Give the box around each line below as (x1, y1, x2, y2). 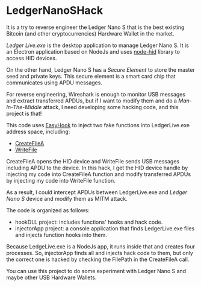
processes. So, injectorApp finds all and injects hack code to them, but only (6, 249, 194, 256)
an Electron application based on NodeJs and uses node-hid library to (6, 48, 181, 55)
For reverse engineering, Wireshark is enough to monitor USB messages (6, 90, 185, 98)
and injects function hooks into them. (14, 231, 107, 238)
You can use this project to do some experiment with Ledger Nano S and (6, 267, 187, 274)
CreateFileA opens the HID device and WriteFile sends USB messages (6, 157, 180, 165)
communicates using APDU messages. (6, 79, 102, 86)
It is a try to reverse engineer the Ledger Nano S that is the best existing (6, 24, 185, 31)
